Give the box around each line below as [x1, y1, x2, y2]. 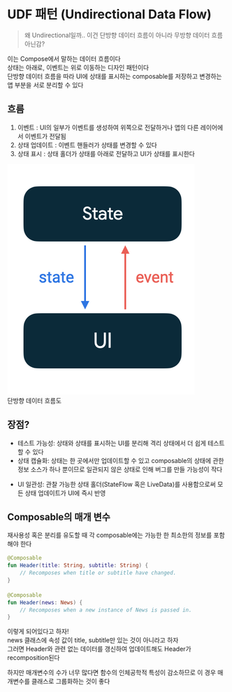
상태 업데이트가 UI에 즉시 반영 [24, 488, 106, 497]
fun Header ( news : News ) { [7, 599, 82, 606]
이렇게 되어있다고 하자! [7, 628, 69, 636]
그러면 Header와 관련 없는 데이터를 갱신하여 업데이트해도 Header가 [7, 645, 191, 653]
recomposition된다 [7, 653, 61, 662]
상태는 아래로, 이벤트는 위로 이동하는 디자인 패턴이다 [7, 63, 149, 71]
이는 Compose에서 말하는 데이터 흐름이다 [7, 54, 121, 63]
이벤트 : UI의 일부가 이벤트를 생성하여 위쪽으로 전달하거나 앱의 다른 [17, 123, 199, 132]
